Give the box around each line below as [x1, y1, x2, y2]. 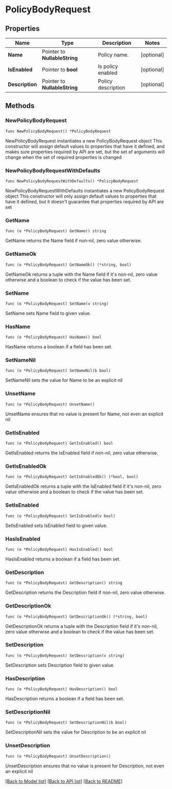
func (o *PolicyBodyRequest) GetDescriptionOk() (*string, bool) [5, 614, 147, 619]
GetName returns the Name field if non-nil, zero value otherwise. [5, 238, 142, 244]
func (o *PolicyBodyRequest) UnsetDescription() [5, 753, 111, 759]
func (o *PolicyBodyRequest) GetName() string [5, 229, 106, 234]
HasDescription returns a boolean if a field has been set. [5, 696, 124, 702]
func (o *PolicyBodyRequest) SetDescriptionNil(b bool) [5, 720, 127, 725]
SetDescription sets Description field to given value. [5, 662, 115, 668]
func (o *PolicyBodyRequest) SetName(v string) [5, 301, 109, 306]
